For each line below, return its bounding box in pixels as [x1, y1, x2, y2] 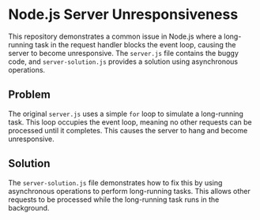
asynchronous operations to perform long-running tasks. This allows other [8, 186, 251, 196]
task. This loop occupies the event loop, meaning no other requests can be [8, 117, 252, 127]
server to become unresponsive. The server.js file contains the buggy [8, 48, 239, 58]
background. [8, 203, 50, 212]
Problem [8, 88, 51, 102]
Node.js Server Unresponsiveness [8, 6, 239, 24]
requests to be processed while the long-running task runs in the [8, 195, 220, 204]
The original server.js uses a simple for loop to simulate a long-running [8, 109, 243, 118]
